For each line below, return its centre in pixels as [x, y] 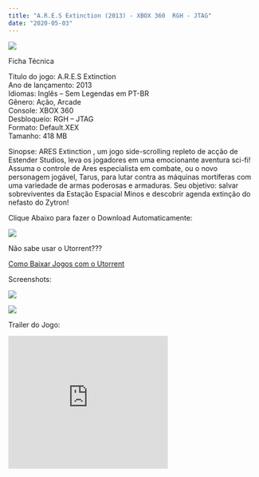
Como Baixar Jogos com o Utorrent [67, 264]
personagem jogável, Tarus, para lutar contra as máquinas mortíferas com [130, 177]
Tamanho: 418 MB [38, 136]
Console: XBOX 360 [41, 110]
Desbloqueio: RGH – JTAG [51, 119]
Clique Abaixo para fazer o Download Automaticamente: [100, 217]
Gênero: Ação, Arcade [45, 101]
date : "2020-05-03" [41, 23]
